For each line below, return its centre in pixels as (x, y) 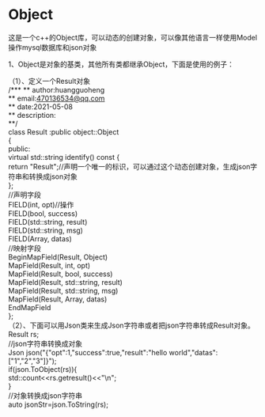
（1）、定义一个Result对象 (49, 81)
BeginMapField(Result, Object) (58, 257)
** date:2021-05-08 (41, 106)
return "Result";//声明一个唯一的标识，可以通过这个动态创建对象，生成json (129, 166)
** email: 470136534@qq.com (57, 98)
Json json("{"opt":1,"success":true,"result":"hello (88, 352)
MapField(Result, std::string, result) (65, 282)
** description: (32, 115)
